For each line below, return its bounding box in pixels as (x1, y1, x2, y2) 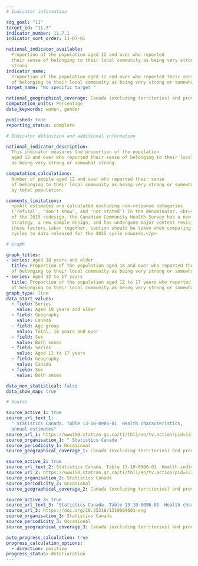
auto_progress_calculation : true (6, 534, 88, 541)
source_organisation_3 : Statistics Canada (6, 513, 112, 519)
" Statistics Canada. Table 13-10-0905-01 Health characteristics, (11, 421, 183, 426)
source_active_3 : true (6, 497, 62, 502)
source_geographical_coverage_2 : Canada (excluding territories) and (6, 486, 181, 492)
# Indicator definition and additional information (6, 133, 136, 139)
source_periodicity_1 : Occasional (6, 442, 91, 448)
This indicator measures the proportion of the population (11, 149, 160, 155)
